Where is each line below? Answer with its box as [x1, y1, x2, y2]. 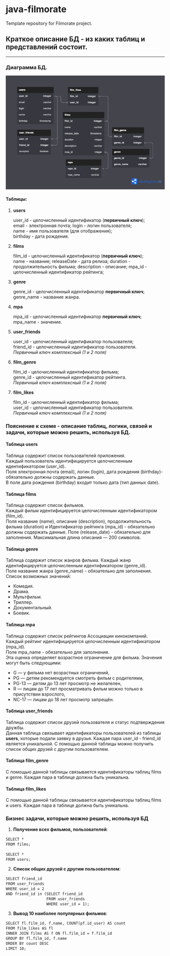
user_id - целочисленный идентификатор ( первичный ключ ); [13, 217, 145, 223]
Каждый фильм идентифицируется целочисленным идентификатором [6, 508, 157, 514]
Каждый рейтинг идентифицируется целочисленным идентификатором [6, 638, 160, 644]
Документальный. [13, 605, 52, 611]
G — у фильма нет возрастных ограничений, [13, 669, 110, 675]
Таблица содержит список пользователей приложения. [6, 452, 126, 459]
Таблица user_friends [6, 708, 53, 714]
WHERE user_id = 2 [6, 886, 44, 892]
